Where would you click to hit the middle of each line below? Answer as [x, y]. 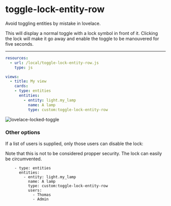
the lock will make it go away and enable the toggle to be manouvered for [82, 39]
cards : [21, 86]
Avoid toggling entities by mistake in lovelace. [53, 23]
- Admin [41, 199]
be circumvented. [24, 159]
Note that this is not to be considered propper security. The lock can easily [84, 153]
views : [12, 77]
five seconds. [20, 44]
